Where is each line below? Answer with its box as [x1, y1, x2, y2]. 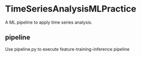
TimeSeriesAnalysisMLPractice [5, 3, 137, 14]
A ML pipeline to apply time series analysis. [5, 19, 93, 25]
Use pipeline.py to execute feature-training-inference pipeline [5, 46, 130, 52]
